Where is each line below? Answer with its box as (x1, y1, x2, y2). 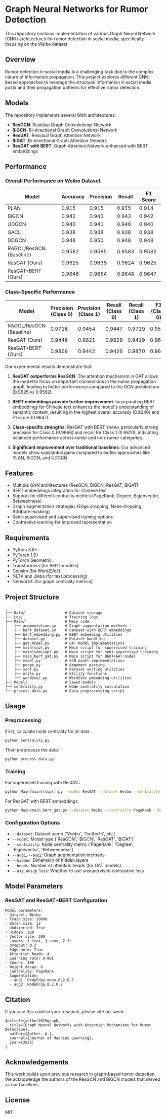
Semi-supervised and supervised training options (12, 514, 113, 520)
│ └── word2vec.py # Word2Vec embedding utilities (5, 675, 132, 680)
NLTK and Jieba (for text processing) (12, 573, 88, 579)
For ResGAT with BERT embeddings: (5, 798, 79, 804)
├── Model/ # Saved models (5, 679, 96, 685)
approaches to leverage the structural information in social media (19, 79, 152, 85)
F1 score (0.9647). (12, 414, 50, 420)
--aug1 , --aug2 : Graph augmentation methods (12, 852, 105, 858)
